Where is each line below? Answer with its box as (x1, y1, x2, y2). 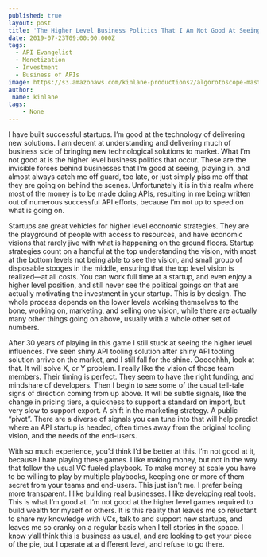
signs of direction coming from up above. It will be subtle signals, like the (8, 389, 247, 398)
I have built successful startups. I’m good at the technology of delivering (8, 130, 245, 139)
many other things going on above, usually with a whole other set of (8, 314, 230, 323)
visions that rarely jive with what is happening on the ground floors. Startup (8, 238, 254, 247)
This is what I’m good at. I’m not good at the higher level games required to (8, 497, 253, 506)
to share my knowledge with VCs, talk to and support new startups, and (8, 514, 242, 524)
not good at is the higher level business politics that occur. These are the (8, 155, 246, 164)
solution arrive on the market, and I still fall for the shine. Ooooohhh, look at (8, 355, 255, 364)
